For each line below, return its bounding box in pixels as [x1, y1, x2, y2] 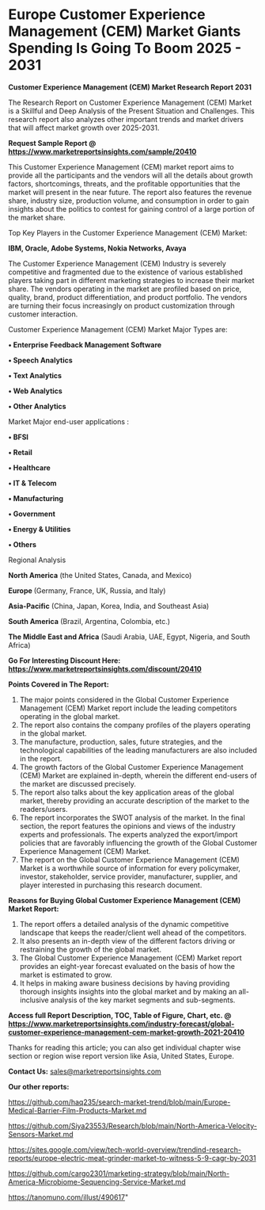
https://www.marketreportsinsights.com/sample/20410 [8, 147, 197, 156]
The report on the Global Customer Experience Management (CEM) [19, 855, 240, 864]
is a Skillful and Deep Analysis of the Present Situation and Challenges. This [8, 105, 255, 116]
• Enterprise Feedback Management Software [8, 339, 162, 350]
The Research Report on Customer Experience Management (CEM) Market [8, 98, 252, 107]
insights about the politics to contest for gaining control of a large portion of [8, 204, 256, 213]
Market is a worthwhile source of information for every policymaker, [19, 863, 241, 873]
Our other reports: [8, 1082, 70, 1091]
